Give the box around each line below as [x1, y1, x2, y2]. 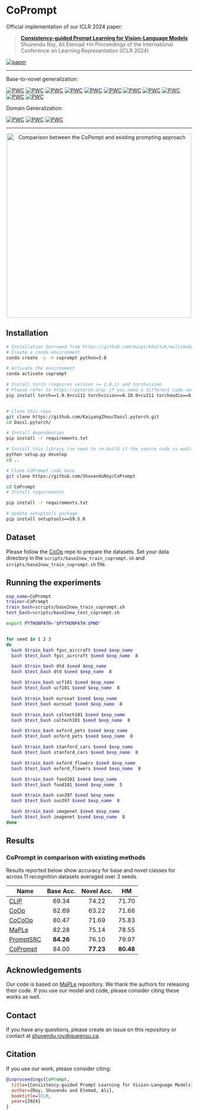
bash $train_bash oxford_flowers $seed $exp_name [11, 760, 136, 766]
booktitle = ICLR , [11, 1093, 51, 1099]
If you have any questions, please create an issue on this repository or [6, 1026, 177, 1033]
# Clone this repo [6, 408, 51, 414]
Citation [6, 1050, 37, 1060]
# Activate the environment [6, 365, 75, 372]
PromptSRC [9, 936, 41, 944]
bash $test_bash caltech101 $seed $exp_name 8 [11, 717, 131, 723]
